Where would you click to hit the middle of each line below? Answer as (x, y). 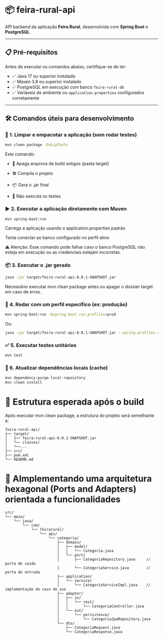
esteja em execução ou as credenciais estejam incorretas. (63, 252)
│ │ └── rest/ (76, 602)
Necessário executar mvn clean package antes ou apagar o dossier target (79, 287)
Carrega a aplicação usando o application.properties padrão (65, 228)
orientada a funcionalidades (63, 499)
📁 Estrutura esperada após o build (74, 402)
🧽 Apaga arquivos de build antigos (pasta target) (60, 164)
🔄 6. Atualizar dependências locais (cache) (57, 368)
